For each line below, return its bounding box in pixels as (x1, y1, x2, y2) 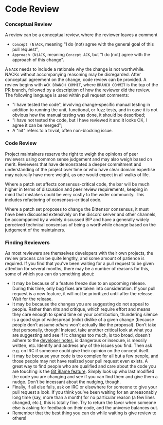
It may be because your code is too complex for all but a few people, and (12, 353, 159, 359)
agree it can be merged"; (12, 122, 62, 128)
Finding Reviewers (5, 239, 50, 246)
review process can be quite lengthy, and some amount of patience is (5, 255, 145, 262)
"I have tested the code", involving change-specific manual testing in (12, 101, 150, 108)
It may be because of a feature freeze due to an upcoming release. (12, 281, 146, 286)
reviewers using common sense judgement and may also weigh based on (5, 156, 152, 162)
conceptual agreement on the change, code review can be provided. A (5, 77, 147, 82)
